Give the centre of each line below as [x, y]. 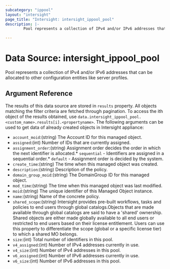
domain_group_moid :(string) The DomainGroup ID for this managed [81, 175]
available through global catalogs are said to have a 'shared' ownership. [88, 212]
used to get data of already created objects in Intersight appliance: [75, 127]
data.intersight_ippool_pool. [110, 117]
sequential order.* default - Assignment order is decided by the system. [88, 159]
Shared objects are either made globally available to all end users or [83, 218]
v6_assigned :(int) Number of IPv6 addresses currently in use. [76, 255]
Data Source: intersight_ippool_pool [82, 58]
